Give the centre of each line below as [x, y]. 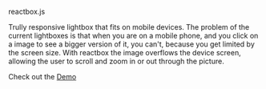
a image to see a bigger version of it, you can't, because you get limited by [131, 44]
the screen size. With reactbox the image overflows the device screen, [125, 53]
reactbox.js [27, 12]
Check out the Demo [42, 77]
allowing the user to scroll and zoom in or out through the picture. [116, 61]
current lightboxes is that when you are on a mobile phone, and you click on [133, 36]
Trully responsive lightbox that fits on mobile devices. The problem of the [129, 27]
